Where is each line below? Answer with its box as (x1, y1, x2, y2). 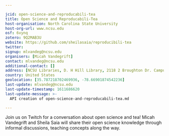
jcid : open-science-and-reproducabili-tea (5, 12, 96, 17)
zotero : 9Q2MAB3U (5, 35, 42, 40)
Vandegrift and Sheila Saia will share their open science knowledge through (5, 119, 162, 126)
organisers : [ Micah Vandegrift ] (5, 54, 73, 59)
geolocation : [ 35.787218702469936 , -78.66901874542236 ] (5, 78, 125, 83)
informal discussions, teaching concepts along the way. (5, 125, 121, 131)
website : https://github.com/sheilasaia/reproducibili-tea (5, 40, 132, 45)
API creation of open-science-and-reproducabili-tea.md (10, 96, 129, 101)
